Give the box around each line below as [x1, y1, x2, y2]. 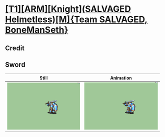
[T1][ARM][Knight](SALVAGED [5, 3, 131, 15]
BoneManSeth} [5, 25, 69, 35]
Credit [5, 44, 25, 52]
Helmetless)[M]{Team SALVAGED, [5, 14, 148, 25]
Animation [110, 75, 132, 81]
